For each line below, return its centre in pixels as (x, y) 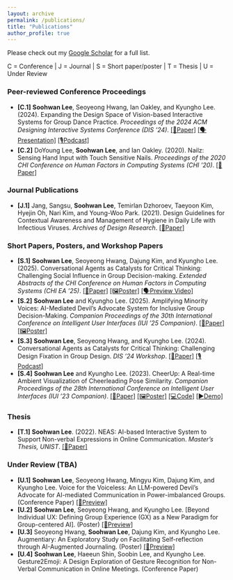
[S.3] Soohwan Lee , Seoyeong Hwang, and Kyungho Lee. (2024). (112, 341)
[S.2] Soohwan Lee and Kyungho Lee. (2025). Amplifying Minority (113, 301)
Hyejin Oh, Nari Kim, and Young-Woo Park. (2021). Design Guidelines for (121, 212)
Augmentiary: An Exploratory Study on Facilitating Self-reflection (110, 539)
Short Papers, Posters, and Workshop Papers (85, 246)
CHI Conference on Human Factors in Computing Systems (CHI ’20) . (116, 165)
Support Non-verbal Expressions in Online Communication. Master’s (115, 439)
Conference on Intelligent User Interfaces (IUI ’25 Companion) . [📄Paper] (121, 323)
